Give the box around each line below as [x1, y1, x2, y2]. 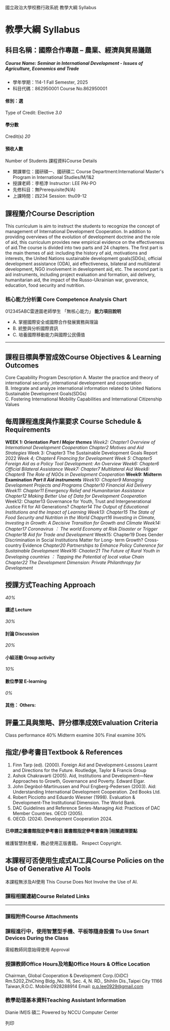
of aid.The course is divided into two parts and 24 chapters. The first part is [5, 244, 163, 250]
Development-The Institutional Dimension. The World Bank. [12, 799, 136, 805]
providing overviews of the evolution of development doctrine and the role [5, 234, 160, 240]
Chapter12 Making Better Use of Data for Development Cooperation [5, 493, 147, 499]
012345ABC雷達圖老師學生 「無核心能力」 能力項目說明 [5, 308, 121, 314]
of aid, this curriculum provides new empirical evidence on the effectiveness [5, 239, 165, 245]
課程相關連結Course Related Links [5, 893, 90, 900]
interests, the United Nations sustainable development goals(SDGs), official [5, 255, 162, 261]
